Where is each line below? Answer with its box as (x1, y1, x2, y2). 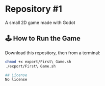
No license (5, 77, 27, 82)
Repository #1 (5, 3, 62, 15)
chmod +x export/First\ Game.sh (5, 59, 71, 64)
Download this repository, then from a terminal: (5, 50, 101, 56)
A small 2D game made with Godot (5, 20, 76, 25)
